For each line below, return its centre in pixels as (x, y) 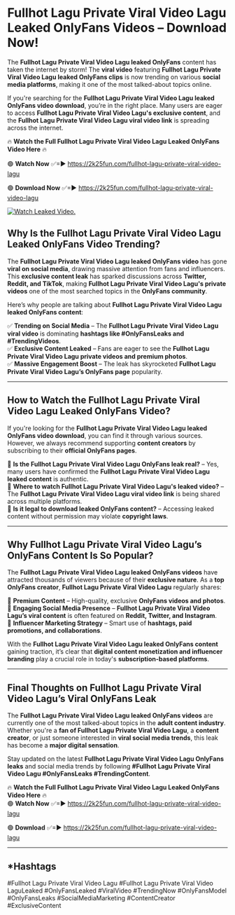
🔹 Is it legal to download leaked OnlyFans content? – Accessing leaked (111, 509)
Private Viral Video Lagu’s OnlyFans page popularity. (85, 371)
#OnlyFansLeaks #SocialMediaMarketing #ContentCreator (92, 898)
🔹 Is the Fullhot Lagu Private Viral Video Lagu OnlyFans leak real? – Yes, (113, 464)
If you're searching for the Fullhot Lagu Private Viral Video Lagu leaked (111, 98)
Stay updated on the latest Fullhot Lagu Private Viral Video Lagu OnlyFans (115, 759)
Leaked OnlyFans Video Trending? (84, 244)
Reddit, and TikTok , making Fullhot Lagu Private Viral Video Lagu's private (117, 283)
